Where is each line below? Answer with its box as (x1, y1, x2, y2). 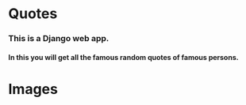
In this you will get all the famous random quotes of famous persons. (8, 52, 240, 62)
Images (8, 80, 58, 98)
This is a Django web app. (8, 33, 110, 44)
